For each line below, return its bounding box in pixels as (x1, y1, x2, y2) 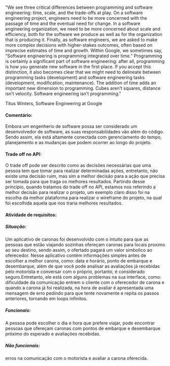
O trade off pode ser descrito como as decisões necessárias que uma (5, 162, 151, 169)
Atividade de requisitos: (5, 212, 57, 218)
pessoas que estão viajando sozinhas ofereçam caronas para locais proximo (5, 241, 165, 248)
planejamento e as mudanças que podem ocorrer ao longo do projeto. (5, 140, 152, 146)
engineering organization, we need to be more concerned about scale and (5, 26, 161, 32)
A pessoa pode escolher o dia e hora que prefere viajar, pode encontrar (5, 320, 155, 326)
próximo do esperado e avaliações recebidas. (5, 330, 100, 337)
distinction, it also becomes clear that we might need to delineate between (5, 69, 161, 75)
